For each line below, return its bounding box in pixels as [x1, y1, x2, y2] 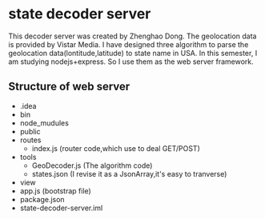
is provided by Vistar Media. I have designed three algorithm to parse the [8, 39, 249, 49]
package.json [19, 194, 66, 204]
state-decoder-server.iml [19, 203, 103, 213]
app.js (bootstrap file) [19, 185, 92, 196]
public [19, 126, 41, 136]
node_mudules [19, 117, 70, 128]
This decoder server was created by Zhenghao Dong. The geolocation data [8, 31, 257, 41]
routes [19, 135, 42, 145]
